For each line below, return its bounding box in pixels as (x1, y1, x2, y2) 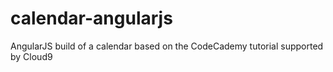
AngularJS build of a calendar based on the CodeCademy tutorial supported (10, 40, 324, 52)
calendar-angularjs (10, 7, 173, 30)
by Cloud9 (10, 50, 53, 62)
